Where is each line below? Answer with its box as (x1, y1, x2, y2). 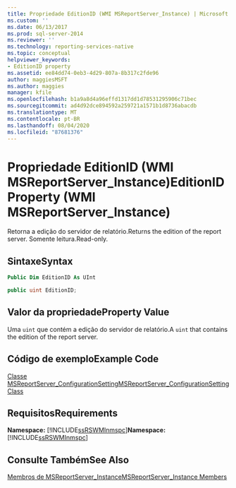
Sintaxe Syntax (7, 255, 73, 267)
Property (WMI (7, 189, 97, 205)
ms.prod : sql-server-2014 (7, 30, 83, 37)
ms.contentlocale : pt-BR (7, 115, 80, 122)
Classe (7, 371, 27, 380)
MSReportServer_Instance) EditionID (7, 174, 225, 190)
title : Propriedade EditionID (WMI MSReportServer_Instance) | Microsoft (7, 10, 229, 18)
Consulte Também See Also (7, 453, 129, 466)
